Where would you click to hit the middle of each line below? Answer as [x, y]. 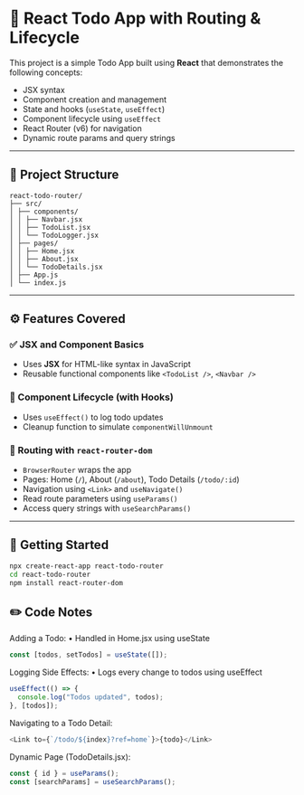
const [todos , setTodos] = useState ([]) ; [89, 655]
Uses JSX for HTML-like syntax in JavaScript [107, 364]
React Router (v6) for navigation [82, 128]
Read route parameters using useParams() [100, 499]
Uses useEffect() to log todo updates [93, 417]
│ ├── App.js [34, 275]
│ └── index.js [38, 283]
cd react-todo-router [50, 574]
